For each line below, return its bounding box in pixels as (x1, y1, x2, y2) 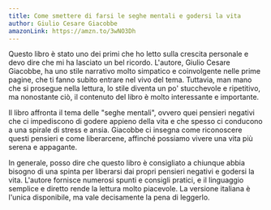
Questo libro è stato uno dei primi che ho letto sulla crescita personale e (8, 49, 249, 59)
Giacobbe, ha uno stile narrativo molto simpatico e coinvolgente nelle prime (8, 66, 261, 76)
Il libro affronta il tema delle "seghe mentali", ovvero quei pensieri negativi (8, 108, 256, 118)
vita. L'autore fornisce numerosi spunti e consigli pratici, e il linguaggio (8, 175, 244, 185)
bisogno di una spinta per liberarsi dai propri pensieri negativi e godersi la (8, 167, 255, 177)
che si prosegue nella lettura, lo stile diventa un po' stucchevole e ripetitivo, (8, 84, 261, 93)
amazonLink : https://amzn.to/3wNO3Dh (8, 27, 136, 35)
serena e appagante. (8, 143, 78, 152)
